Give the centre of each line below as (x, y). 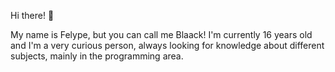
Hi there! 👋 (32, 15)
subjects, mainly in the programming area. (97, 56)
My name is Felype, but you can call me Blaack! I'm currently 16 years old (161, 34)
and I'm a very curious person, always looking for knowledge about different (167, 45)
